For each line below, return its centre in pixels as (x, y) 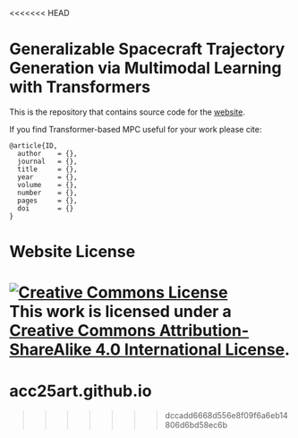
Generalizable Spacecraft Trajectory (147, 49)
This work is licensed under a (121, 312)
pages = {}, (47, 201)
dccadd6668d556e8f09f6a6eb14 (226, 416)
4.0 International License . (193, 350)
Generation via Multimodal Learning (145, 69)
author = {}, (47, 153)
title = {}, (47, 169)
